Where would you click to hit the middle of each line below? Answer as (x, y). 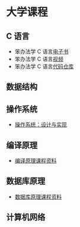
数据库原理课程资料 (38, 197)
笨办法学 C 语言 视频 (39, 59)
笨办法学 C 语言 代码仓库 (44, 66)
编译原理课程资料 (36, 161)
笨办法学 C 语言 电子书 (41, 52)
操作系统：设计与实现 (41, 125)
